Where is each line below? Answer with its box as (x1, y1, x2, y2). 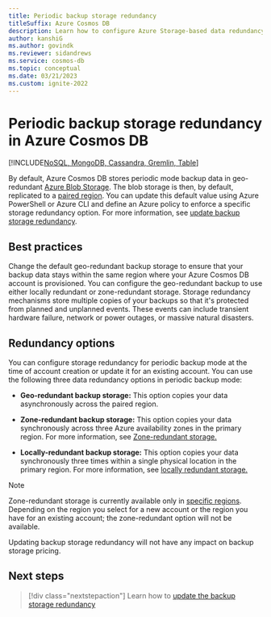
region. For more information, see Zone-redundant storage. (19, 432, 218, 442)
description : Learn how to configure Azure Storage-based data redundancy (8, 27, 265, 35)
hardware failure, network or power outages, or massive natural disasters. (8, 313, 254, 323)
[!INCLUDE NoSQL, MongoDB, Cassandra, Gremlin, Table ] (8, 158, 199, 168)
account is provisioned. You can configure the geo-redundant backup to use (8, 279, 263, 288)
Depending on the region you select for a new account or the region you (8, 505, 248, 514)
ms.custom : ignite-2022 (8, 79, 89, 87)
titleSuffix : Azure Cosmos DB (8, 19, 110, 27)
